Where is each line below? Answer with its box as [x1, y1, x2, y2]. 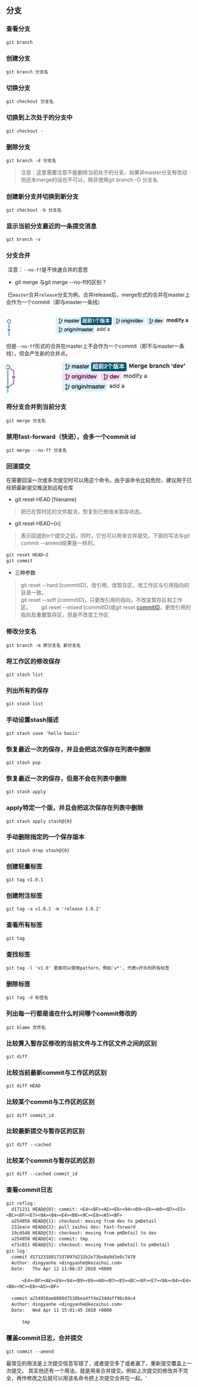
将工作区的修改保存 [6, 657, 61, 665]
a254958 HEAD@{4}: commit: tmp [11, 1236, 88, 1242]
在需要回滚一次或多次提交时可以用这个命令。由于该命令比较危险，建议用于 [6, 477, 187, 484]
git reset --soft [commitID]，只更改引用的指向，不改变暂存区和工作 [20, 597, 183, 604]
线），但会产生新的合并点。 [6, 349, 71, 357]
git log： [6, 1248, 29, 1255]
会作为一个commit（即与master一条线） [6, 298, 103, 306]
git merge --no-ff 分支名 [6, 448, 67, 453]
